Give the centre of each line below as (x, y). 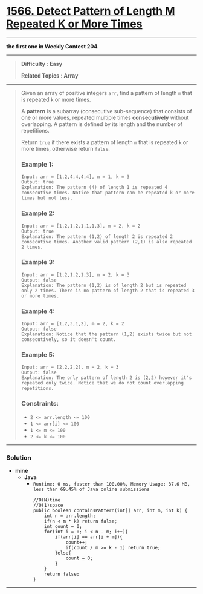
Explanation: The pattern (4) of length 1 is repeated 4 (94, 188)
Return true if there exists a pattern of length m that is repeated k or (105, 142)
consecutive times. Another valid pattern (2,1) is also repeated (106, 242)
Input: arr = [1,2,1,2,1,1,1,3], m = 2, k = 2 (81, 226)
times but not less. (47, 198)
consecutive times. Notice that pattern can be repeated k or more (108, 193)
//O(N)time (47, 500)
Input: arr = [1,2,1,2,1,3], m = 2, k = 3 (75, 275)
